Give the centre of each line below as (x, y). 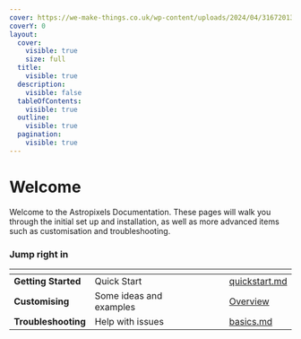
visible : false (54, 92)
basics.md (251, 321)
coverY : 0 (28, 26)
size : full (46, 59)
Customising (42, 301)
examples (115, 307)
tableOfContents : (50, 101)
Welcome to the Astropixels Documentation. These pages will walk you (140, 212)
